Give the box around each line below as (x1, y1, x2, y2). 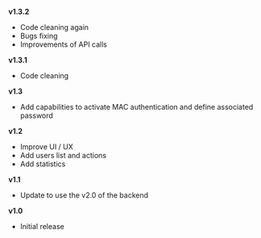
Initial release (19, 222, 64, 231)
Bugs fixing (19, 31, 58, 40)
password (19, 111, 54, 120)
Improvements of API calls (19, 40, 107, 49)
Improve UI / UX (19, 142, 74, 152)
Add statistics (19, 159, 66, 169)
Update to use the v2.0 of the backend (19, 190, 149, 200)
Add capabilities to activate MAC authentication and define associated (19, 102, 254, 111)
